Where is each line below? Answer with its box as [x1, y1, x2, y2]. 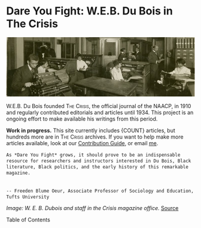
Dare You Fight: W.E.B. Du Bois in [6, 4, 173, 18]
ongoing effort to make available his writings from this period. [6, 115, 158, 122]
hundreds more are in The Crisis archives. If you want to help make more [6, 133, 184, 140]
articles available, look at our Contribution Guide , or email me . [6, 139, 159, 146]
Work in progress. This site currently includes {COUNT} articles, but [6, 127, 175, 134]
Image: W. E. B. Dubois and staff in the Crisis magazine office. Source [6, 204, 179, 211]
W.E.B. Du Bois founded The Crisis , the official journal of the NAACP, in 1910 [6, 102, 191, 109]
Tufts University [6, 194, 50, 200]
